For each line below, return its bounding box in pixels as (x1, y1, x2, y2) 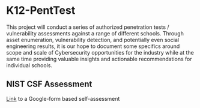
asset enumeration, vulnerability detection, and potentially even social (6, 36, 179, 43)
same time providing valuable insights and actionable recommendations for (6, 55, 192, 62)
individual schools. (6, 61, 53, 69)
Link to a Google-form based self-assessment (6, 95, 120, 102)
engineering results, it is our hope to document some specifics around (6, 43, 180, 50)
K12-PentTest (6, 4, 76, 17)
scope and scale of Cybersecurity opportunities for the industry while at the (6, 49, 194, 56)
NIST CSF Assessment (6, 79, 92, 89)
